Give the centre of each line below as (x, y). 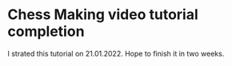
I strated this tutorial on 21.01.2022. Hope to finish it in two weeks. (116, 53)
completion (46, 31)
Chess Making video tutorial (103, 15)
